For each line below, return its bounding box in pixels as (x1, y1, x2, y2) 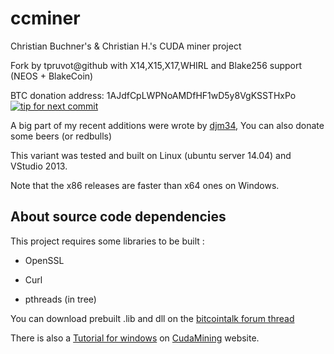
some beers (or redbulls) (10, 130, 113, 142)
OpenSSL (24, 254, 65, 266)
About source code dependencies (10, 208, 227, 226)
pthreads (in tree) (24, 293, 97, 305)
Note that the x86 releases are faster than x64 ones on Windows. (10, 179, 280, 191)
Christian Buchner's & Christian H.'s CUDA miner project (10, 40, 242, 52)
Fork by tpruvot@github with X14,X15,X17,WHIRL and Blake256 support (10, 59, 303, 71)
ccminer (10, 7, 81, 30)
